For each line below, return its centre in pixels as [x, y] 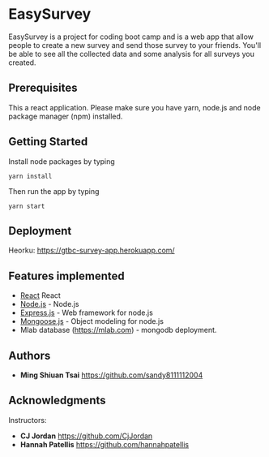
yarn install [30, 176]
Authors [30, 355]
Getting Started [48, 142]
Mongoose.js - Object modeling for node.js [92, 321]
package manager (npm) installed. [66, 116]
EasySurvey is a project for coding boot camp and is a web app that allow [131, 37]
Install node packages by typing [62, 161]
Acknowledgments [58, 401]
